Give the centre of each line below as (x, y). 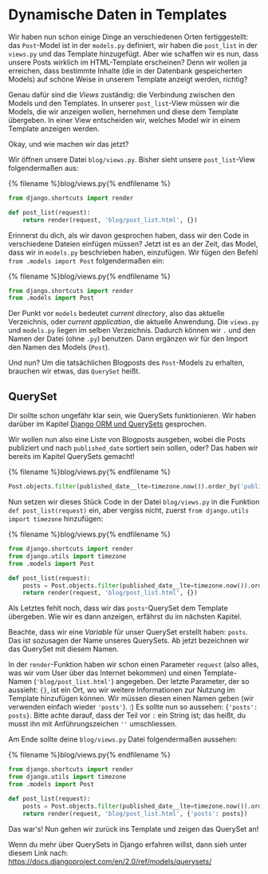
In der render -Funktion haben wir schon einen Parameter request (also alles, (134, 665)
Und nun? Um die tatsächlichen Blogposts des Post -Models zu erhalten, (126, 363)
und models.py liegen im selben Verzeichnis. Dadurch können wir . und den (132, 330)
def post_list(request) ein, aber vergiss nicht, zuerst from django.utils (129, 510)
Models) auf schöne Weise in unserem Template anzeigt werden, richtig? (128, 79)
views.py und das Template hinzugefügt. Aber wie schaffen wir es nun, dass (134, 53)
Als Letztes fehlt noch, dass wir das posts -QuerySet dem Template (118, 608)
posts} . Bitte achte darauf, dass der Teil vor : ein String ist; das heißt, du (127, 715)
